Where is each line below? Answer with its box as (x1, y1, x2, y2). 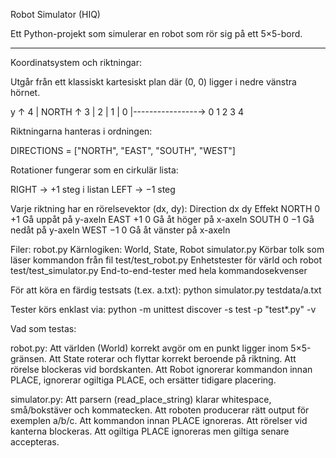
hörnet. (10, 87, 41, 98)
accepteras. (10, 436, 60, 448)
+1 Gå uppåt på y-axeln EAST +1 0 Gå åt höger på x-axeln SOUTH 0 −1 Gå (10, 214, 315, 225)
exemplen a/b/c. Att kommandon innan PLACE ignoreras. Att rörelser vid (10, 415, 308, 426)
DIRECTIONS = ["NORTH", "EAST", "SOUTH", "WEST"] (10, 145, 236, 156)
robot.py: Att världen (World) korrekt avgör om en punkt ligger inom (10, 342, 289, 354)
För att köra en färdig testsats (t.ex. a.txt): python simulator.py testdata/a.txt (10, 284, 322, 296)
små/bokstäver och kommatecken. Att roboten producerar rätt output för (10, 404, 310, 416)
